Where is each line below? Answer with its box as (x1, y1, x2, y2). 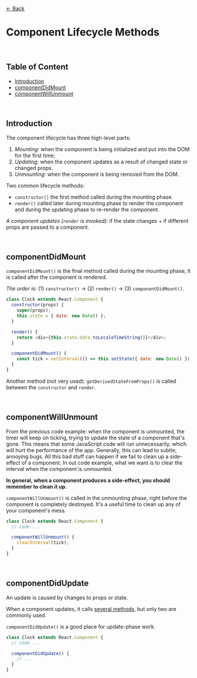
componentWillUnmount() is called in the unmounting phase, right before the (6, 494, 188, 502)
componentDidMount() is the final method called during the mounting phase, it (6, 268, 191, 275)
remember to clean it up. (6, 483, 67, 490)
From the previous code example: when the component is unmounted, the (6, 427, 185, 435)
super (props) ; (16, 308, 51, 313)
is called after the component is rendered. (6, 273, 107, 281)
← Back (6, 5, 25, 12)
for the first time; (14, 152, 56, 159)
